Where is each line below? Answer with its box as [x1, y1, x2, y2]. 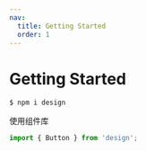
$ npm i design [9, 98, 66, 108]
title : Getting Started [17, 22, 106, 31]
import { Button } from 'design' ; [9, 134, 139, 143]
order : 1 [17, 30, 50, 39]
